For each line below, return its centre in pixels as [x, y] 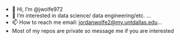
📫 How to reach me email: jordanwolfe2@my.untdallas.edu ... [87, 22]
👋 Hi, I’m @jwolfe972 [37, 9]
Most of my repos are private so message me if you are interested [93, 31]
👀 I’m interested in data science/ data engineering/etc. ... [81, 16]
